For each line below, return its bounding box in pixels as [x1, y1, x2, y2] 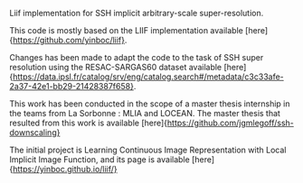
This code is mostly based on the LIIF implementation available [9, 25, 244, 35]
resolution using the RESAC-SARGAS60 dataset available [9, 62, 223, 72]
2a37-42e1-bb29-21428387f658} [9, 81, 134, 91]
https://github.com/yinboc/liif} [12, 35, 125, 45]
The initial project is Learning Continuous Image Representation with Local [9, 144, 287, 155]
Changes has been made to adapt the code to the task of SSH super [9, 52, 264, 62]
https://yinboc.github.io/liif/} [12, 164, 118, 174]
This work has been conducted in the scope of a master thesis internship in [9, 98, 290, 109]
